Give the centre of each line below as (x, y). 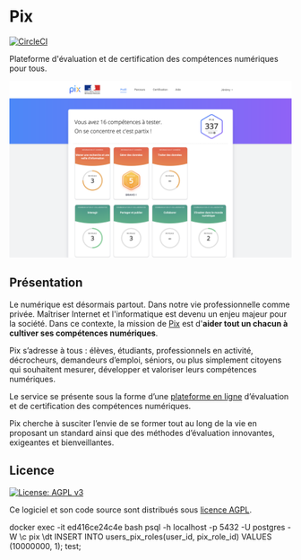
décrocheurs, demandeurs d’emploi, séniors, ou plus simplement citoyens (146, 360)
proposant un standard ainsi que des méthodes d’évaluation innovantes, (142, 433)
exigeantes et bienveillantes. (62, 442)
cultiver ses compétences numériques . (84, 333)
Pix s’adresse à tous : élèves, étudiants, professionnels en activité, (131, 350)
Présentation (46, 283)
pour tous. (28, 68)
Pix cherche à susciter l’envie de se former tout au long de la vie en (133, 423)
